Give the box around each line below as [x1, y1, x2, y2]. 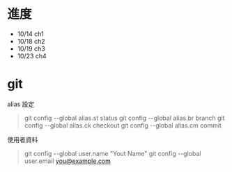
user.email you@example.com [24, 157, 111, 165]
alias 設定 [7, 100, 35, 108]
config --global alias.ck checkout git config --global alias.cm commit [24, 121, 222, 129]
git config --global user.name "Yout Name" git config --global [24, 149, 201, 157]
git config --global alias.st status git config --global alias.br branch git [24, 114, 225, 122]
